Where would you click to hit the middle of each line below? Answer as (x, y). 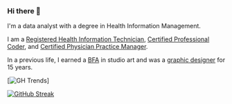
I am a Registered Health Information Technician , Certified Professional (108, 39)
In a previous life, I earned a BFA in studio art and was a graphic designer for (116, 60)
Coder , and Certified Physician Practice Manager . (78, 47)
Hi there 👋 (24, 11)
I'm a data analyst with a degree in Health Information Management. (104, 26)
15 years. (20, 67)
